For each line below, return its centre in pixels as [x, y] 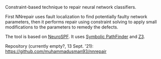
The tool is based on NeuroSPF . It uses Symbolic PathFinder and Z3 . [75, 37]
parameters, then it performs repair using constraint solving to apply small [81, 22]
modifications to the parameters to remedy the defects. [62, 27]
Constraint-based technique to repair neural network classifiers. [71, 7]
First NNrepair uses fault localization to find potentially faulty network [76, 16]
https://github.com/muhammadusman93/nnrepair [56, 51]
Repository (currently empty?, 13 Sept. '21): [49, 46]
